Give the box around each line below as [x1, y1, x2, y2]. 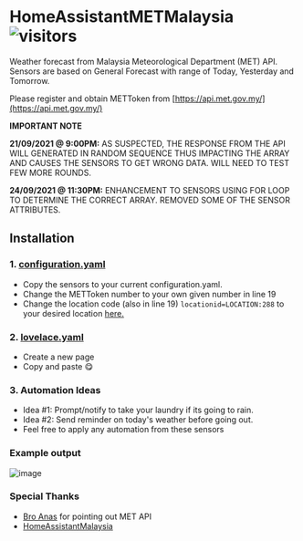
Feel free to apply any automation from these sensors [22, 424, 225, 435]
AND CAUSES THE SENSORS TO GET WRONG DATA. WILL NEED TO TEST [9, 157, 290, 168]
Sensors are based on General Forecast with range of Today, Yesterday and [9, 66, 295, 77]
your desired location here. [22, 307, 125, 318]
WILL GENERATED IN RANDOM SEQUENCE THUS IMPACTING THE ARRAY [9, 148, 290, 159]
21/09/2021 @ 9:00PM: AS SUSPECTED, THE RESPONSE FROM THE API [9, 138, 286, 149]
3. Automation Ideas [9, 383, 101, 396]
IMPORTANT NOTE [9, 120, 82, 131]
